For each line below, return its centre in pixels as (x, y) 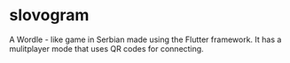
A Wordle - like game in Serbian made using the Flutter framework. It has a (145, 39)
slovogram (49, 15)
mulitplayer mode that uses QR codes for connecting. (106, 48)
